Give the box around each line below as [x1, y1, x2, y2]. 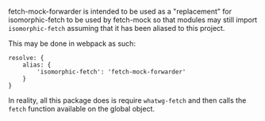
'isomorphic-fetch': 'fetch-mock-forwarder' [36, 68, 186, 76]
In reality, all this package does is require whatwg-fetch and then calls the [8, 96, 247, 105]
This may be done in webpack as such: [8, 39, 136, 48]
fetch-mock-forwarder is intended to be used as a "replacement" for [8, 7, 232, 16]
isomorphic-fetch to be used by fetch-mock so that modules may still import [8, 15, 258, 25]
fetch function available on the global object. [8, 104, 156, 113]
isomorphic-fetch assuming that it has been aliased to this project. [8, 24, 225, 32]
